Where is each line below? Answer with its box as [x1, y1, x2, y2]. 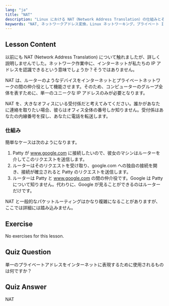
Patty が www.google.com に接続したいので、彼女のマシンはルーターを [12, 150, 160, 156]
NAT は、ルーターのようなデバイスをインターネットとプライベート [5, 78, 143, 84]
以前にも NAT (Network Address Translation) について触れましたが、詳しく [5, 54, 161, 60]
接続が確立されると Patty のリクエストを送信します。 [21, 169, 131, 175]
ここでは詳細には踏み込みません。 [5, 205, 76, 211]
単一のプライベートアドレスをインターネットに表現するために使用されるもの [5, 261, 164, 267]
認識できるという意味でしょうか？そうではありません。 [22, 66, 137, 73]
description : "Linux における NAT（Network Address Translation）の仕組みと [5, 17, 161, 22]
